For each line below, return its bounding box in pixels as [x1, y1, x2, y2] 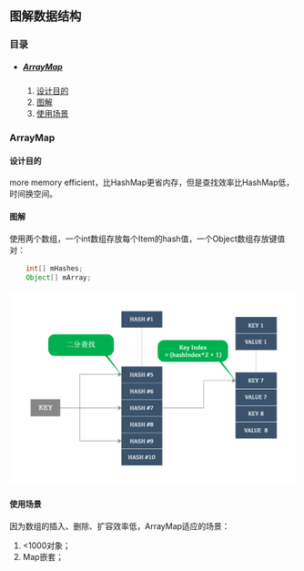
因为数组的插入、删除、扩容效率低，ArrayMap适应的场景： [9, 520, 230, 531]
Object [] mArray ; [25, 273, 92, 282]
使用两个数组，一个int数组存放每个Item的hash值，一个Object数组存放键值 [9, 233, 286, 244]
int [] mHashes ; [25, 263, 84, 273]
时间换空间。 [9, 189, 57, 199]
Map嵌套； [22, 551, 64, 562]
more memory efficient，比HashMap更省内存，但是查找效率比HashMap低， [9, 177, 294, 189]
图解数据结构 [9, 8, 82, 25]
